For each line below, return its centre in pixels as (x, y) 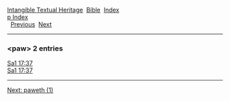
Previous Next (31, 24)
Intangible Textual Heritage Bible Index (63, 10)
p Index (18, 17)
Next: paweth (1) (30, 90)
